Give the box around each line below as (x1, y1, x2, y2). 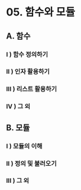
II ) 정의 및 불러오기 (6, 159, 57, 167)
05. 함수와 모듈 (6, 5, 76, 19)
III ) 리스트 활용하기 (6, 85, 57, 93)
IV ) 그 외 (6, 102, 31, 110)
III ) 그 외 (6, 176, 30, 185)
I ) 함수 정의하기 (6, 50, 48, 58)
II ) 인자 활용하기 (6, 68, 50, 76)
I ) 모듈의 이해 (6, 142, 43, 150)
